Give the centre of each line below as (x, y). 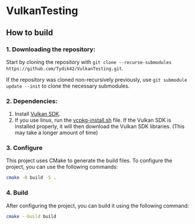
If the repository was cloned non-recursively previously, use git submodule (97, 79)
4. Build (17, 193)
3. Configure (24, 148)
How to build (30, 33)
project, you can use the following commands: (62, 167)
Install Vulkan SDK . (38, 114)
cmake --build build (31, 216)
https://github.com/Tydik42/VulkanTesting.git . (65, 68)
